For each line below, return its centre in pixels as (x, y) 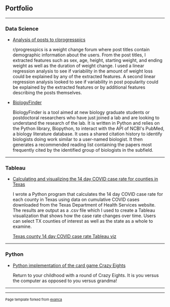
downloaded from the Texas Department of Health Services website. (84, 205)
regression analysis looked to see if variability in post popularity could (85, 82)
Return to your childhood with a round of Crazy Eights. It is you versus (86, 275)
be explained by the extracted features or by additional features (79, 87)
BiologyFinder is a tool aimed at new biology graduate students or (81, 112)
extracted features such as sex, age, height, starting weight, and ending (88, 60)
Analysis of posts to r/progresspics (49, 40)
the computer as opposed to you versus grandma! (65, 281)
